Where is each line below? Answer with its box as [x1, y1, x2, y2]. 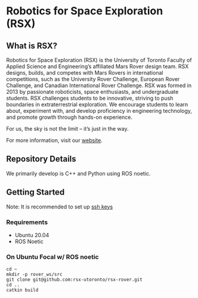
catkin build [6, 287, 39, 293]
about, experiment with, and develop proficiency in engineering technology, [6, 107, 193, 114]
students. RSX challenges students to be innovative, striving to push [6, 94, 174, 102]
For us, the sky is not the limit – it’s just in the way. [6, 125, 129, 132]
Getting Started [6, 187, 65, 198]
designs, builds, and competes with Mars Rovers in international [6, 69, 163, 76]
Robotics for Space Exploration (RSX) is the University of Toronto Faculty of [6, 57, 192, 63]
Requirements [6, 218, 48, 226]
